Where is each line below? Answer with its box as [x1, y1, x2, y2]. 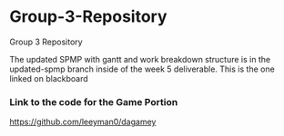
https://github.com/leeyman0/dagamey [9, 116, 157, 128]
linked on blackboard [9, 73, 88, 83]
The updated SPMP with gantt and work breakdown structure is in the [9, 53, 271, 64]
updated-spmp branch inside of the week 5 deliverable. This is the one [9, 63, 275, 74]
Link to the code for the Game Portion [9, 95, 178, 108]
